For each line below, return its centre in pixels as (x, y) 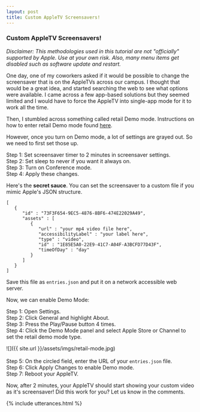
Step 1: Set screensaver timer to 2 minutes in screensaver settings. (88, 155)
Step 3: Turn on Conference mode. (49, 167)
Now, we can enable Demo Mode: (48, 300)
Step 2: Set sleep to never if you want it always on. (69, 161)
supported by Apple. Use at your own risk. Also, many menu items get (93, 57)
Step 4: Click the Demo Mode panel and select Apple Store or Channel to (96, 330)
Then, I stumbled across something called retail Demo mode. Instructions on (100, 119)
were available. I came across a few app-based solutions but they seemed (98, 94)
